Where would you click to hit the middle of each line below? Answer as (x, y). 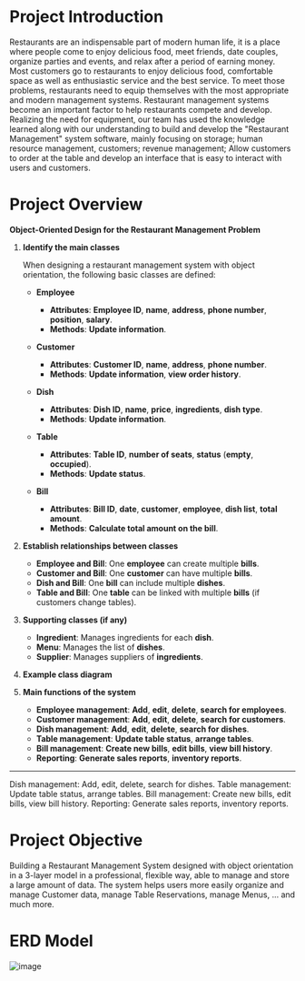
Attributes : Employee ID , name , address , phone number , (158, 309)
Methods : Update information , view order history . (145, 374)
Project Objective (76, 840)
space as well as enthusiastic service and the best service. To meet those (148, 80)
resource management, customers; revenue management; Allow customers (150, 148)
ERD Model (51, 941)
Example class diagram (67, 674)
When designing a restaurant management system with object (139, 265)
